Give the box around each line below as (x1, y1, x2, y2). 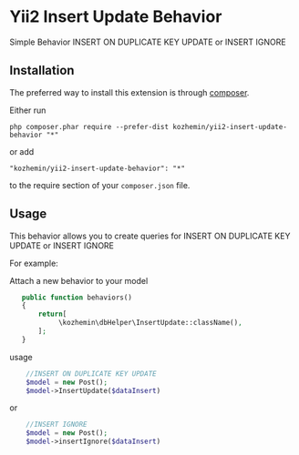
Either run (9, 105, 46, 116)
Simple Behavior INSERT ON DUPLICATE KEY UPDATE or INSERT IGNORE (9, 36, 286, 47)
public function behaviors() (21, 293, 132, 302)
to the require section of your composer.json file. (9, 179, 191, 190)
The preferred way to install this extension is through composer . (9, 86, 250, 97)
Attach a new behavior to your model (9, 275, 149, 286)
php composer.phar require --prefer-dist (9, 122, 170, 131)
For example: (9, 258, 59, 268)
